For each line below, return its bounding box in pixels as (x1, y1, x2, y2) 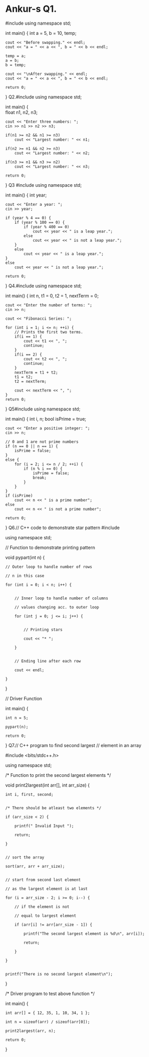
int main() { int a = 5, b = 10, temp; (5, 30, 77, 36)
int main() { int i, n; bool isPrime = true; (5, 416, 87, 422)
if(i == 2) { (14, 352, 42, 357)
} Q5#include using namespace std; (5, 406, 81, 412)
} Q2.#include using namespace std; (5, 93, 82, 100)
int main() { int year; (5, 192, 47, 198)
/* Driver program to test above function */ (5, 990, 95, 996)
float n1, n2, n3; (5, 109, 38, 115)
